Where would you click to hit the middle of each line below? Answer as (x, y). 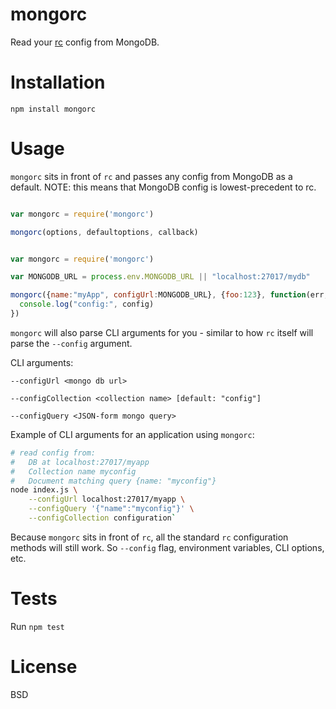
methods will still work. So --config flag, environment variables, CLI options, (167, 547)
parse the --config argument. (71, 343)
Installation (58, 82)
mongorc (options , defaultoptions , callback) (104, 232)
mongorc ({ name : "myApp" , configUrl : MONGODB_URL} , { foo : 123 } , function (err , (169, 295)
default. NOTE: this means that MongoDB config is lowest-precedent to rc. (163, 187)
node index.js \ (44, 490)
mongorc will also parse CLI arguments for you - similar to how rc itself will (162, 332)
